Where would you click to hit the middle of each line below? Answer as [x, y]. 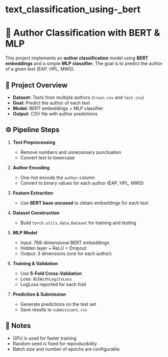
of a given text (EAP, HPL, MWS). [40, 69]
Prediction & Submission [39, 294]
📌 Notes [18, 326]
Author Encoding [31, 167]
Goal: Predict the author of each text [51, 103]
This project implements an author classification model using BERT [77, 58]
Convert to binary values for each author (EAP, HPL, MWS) [82, 183]
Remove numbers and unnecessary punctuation [71, 152]
